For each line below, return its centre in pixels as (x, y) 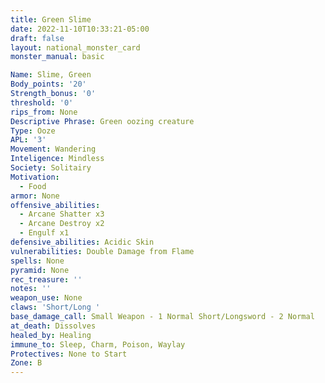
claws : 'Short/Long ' (55, 307)
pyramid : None (40, 270)
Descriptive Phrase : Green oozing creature (102, 121)
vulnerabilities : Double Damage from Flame (102, 251)
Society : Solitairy (51, 168)
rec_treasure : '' (46, 279)
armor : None (35, 196)
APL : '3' (28, 140)
